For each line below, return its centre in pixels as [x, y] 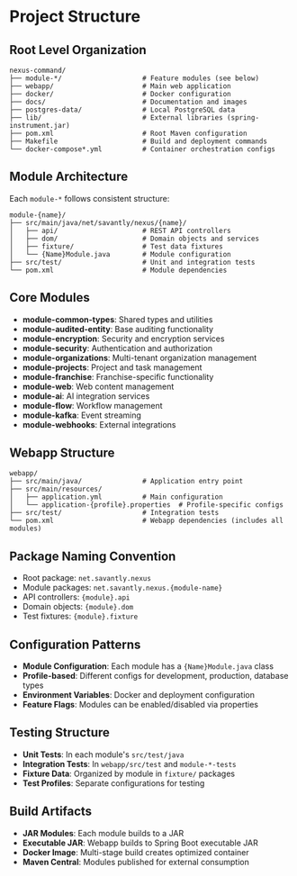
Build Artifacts [51, 812]
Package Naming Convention [93, 556]
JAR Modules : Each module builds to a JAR [103, 833]
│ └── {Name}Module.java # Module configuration [120, 254]
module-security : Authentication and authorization [117, 348]
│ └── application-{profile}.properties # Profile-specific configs [146, 505]
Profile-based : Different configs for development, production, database [155, 676]
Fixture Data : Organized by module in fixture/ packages [129, 773]
